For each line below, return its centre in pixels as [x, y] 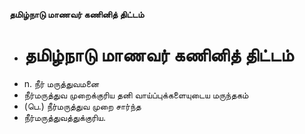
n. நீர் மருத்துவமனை [61, 83]
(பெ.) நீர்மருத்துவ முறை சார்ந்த [82, 106]
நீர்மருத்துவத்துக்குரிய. [64, 117]
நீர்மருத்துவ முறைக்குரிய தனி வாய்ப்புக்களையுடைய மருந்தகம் [136, 95]
